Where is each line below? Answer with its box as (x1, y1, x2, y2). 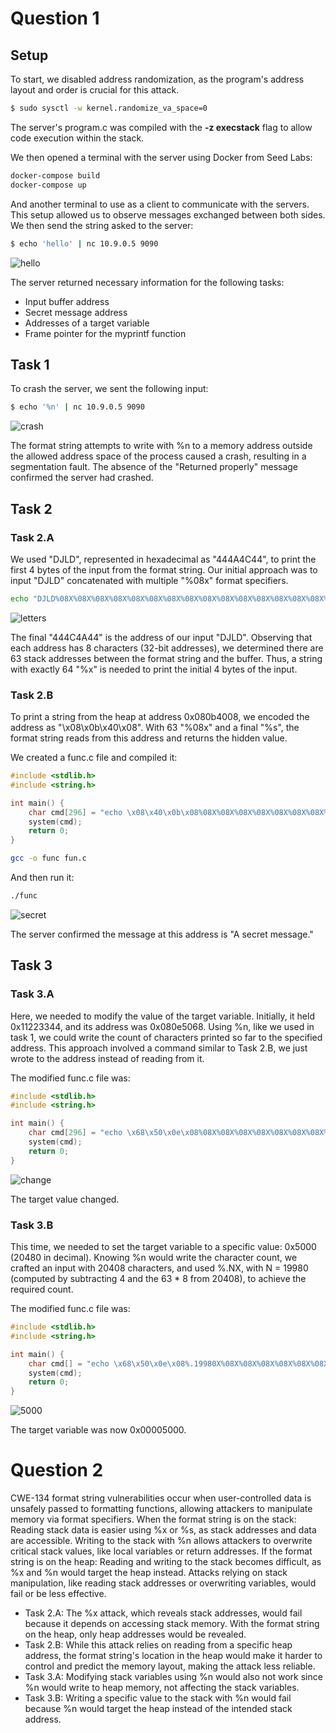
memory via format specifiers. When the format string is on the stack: (10, 1513, 297, 1526)
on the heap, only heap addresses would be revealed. (24, 1628, 247, 1641)
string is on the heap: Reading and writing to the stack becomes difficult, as (10, 1556, 322, 1568)
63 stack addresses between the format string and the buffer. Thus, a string (10, 652, 323, 664)
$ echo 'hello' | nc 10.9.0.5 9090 (10, 238, 159, 249)
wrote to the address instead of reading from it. (10, 1052, 205, 1064)
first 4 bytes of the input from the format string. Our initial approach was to (10, 563, 318, 576)
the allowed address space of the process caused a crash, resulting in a (10, 450, 307, 462)
